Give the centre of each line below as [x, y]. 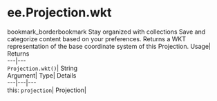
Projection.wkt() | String [43, 68]
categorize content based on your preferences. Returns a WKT [97, 38]
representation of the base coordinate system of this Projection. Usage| [109, 46]
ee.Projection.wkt [59, 13]
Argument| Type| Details [42, 75]
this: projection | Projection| [47, 90]
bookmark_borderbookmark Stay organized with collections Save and [106, 32]
